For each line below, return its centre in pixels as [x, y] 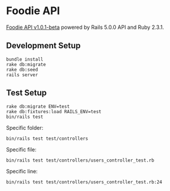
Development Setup [43, 46]
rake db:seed [22, 70]
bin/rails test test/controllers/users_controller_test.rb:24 [84, 182]
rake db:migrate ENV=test [38, 106]
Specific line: [22, 171]
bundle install [25, 59]
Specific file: [21, 149]
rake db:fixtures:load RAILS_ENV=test [54, 111]
